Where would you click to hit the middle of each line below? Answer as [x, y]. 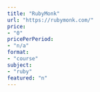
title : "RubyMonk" [33, 13]
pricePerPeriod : [30, 39]
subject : [20, 65]
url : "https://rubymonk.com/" [51, 20]
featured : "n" [28, 78]
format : [18, 53]
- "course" [23, 59]
